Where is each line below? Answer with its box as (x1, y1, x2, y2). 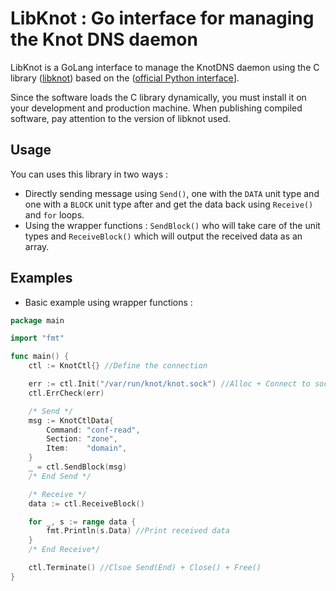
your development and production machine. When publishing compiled (10, 102, 303, 114)
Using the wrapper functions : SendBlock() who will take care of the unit (24, 219, 321, 231)
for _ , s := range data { (28, 517, 137, 527)
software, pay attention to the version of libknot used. (10, 112, 232, 124)
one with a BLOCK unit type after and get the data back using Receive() (24, 198, 314, 210)
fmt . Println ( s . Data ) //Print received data (46, 526, 230, 536)
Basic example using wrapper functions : (24, 296, 193, 308)
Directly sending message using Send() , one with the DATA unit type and (24, 187, 320, 199)
